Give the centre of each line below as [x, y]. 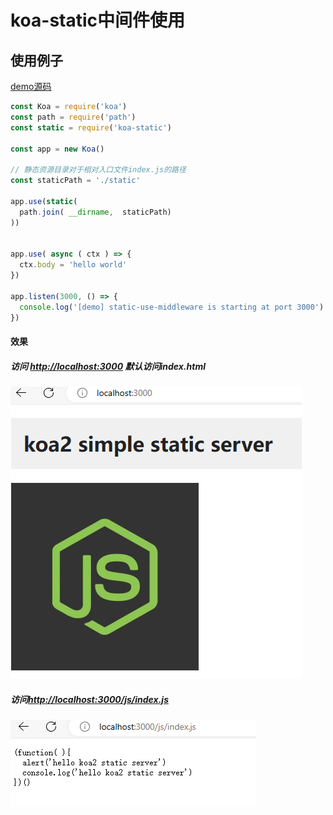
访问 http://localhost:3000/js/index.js [89, 699]
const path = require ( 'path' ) [73, 117]
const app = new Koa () [57, 149]
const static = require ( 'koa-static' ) [91, 127]
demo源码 [31, 86]
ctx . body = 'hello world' [73, 265]
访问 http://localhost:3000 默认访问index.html [108, 366]
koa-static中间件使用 [98, 20]
